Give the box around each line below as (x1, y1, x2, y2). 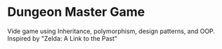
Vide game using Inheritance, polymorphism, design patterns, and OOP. (7, 27, 216, 35)
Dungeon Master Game (7, 4, 145, 20)
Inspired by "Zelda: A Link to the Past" (7, 34, 118, 42)
